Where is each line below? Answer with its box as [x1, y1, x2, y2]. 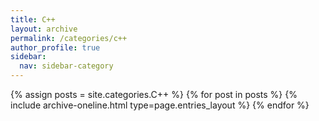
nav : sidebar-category [19, 61, 114, 71]
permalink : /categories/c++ [10, 33, 128, 43]
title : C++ [10, 14, 56, 25]
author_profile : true [10, 42, 101, 53]
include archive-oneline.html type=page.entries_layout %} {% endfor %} [10, 99, 310, 111]
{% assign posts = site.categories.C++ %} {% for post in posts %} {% [10, 89, 298, 100]
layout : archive [10, 24, 78, 34]
